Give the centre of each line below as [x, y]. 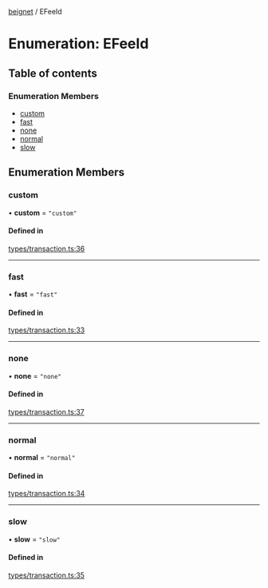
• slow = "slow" [34, 539]
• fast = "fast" [33, 294]
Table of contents [53, 73]
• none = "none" [35, 375]
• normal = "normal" [42, 458]
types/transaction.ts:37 [47, 411]
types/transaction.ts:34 [47, 494]
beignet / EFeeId [35, 12]
